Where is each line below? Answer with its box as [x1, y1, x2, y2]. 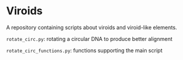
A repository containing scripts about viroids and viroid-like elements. [6, 24, 178, 31]
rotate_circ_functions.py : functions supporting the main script [6, 46, 163, 54]
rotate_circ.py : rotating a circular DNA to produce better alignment [6, 35, 173, 42]
